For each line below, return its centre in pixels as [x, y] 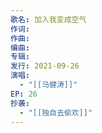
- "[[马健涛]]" [48, 85]
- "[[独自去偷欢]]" [56, 112]
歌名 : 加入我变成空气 [48, 19]
